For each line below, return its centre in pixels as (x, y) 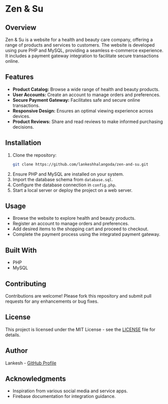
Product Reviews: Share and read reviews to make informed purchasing (88, 122)
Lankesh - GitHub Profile (31, 363)
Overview (21, 28)
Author (16, 351)
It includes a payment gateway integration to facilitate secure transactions (82, 56)
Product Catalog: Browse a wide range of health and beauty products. (86, 89)
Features (19, 77)
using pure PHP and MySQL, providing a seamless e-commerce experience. (84, 50)
